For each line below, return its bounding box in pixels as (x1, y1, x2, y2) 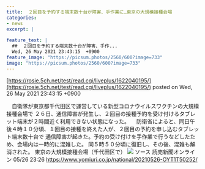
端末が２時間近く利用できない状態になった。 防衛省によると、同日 (17, 117, 190, 125)
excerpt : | (6, 26, 34, 32)
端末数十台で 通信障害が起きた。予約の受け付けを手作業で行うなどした (11, 132, 190, 140)
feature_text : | (6, 37, 48, 43)
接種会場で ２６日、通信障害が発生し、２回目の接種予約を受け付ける (6, 110, 179, 117)
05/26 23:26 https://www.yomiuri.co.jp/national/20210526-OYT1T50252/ (13, 156, 198, 163)
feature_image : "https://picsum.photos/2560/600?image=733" (6, 54, 163, 60)
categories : (6, 15, 37, 21)
